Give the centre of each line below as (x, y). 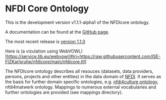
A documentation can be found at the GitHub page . (57, 32)
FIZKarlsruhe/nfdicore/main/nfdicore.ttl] (46, 61)
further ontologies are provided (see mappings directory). (64, 92)
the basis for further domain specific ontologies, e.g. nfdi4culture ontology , (82, 82)
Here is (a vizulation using (32, 51)
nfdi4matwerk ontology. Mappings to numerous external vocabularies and (81, 87)
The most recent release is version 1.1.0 (45, 41)
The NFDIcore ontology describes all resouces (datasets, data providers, (79, 71)
